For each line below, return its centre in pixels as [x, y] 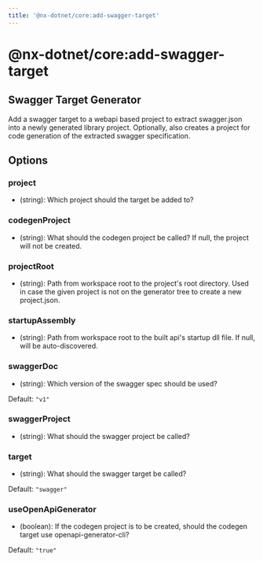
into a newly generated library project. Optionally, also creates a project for [129, 127]
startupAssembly [42, 320]
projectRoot [31, 266]
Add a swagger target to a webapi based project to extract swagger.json [125, 119]
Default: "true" [33, 550]
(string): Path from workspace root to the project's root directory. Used [134, 283]
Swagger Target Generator [75, 100]
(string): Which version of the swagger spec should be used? [118, 383]
